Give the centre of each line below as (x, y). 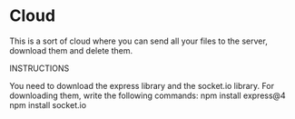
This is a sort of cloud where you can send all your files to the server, (138, 41)
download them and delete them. (71, 50)
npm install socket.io (48, 104)
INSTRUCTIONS (39, 68)
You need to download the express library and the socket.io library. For (142, 85)
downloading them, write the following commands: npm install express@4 (147, 95)
